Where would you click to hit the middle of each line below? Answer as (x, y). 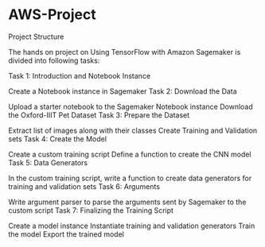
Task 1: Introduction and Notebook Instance (80, 75)
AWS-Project (53, 15)
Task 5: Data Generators (48, 162)
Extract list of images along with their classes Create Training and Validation (133, 130)
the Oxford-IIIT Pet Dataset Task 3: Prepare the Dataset (99, 115)
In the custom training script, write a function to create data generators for (130, 178)
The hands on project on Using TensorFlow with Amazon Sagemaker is (125, 52)
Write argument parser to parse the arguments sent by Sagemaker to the (127, 202)
